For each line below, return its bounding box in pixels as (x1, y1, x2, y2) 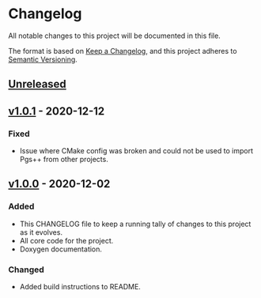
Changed (8, 264, 45, 275)
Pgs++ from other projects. (19, 155, 108, 164)
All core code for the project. (19, 236, 114, 245)
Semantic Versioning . (8, 55, 78, 64)
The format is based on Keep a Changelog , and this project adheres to (8, 46, 237, 55)
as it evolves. (19, 227, 63, 237)
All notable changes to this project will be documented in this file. (8, 31, 221, 40)
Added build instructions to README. (19, 282, 141, 291)
